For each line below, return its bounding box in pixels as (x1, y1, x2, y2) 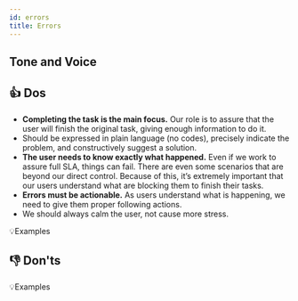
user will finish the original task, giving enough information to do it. (21, 123, 267, 134)
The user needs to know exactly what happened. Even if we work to (21, 151, 277, 162)
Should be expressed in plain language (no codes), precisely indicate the (21, 133, 290, 143)
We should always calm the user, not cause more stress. (21, 208, 230, 219)
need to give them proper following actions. (21, 199, 182, 209)
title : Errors (9, 21, 62, 30)
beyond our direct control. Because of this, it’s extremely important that (21, 170, 284, 181)
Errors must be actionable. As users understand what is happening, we (21, 189, 286, 200)
